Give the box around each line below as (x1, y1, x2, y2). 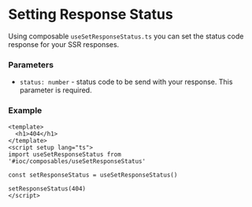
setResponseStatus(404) (8, 184, 87, 193)
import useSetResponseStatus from (8, 151, 122, 158)
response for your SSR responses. (8, 39, 120, 49)
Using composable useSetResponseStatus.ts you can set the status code (8, 31, 244, 41)
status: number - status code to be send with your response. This (19, 77, 233, 87)
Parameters (8, 59, 54, 70)
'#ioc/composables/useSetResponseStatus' (8, 157, 146, 165)
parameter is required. (19, 85, 92, 95)
